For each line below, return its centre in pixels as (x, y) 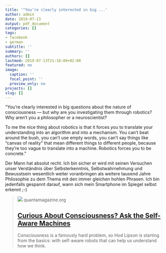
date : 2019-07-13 (23, 19)
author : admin (20, 14)
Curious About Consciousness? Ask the (81, 215)
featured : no (19, 65)
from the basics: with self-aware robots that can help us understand (87, 241)
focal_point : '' (26, 79)
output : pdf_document (28, 24)
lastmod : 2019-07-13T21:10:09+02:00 (43, 61)
